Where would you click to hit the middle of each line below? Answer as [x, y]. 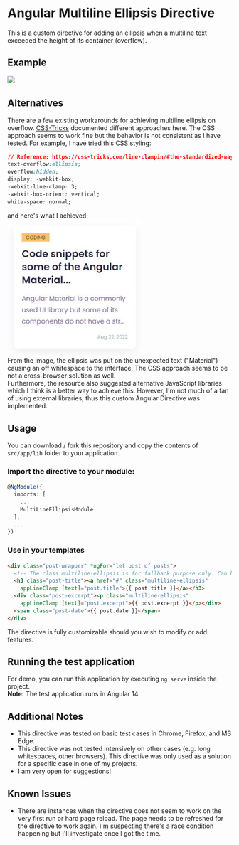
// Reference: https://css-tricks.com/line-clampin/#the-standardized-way [121, 157]
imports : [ [30, 495]
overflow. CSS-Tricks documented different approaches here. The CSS [111, 128]
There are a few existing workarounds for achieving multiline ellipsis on [111, 120]
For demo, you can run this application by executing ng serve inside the [112, 679]
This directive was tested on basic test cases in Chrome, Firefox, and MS [124, 733]
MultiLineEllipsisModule [57, 509]
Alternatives [36, 103]
